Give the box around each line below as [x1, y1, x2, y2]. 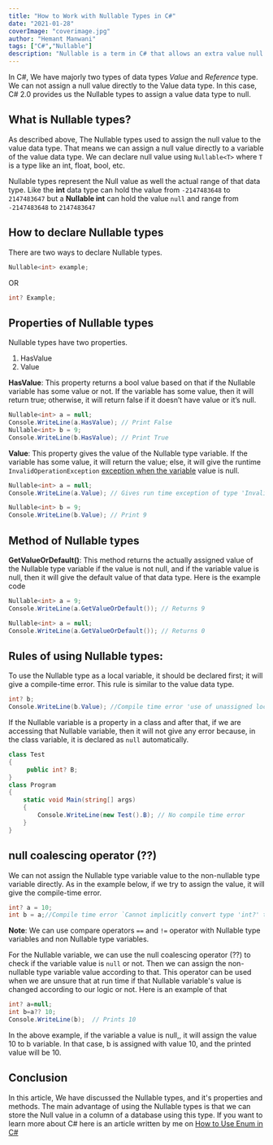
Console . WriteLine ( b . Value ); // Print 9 [8, 511, 148, 519]
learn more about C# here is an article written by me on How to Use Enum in [8, 1118, 264, 1128]
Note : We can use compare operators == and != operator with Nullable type [8, 925, 261, 936]
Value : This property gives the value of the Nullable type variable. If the [8, 448, 248, 458]
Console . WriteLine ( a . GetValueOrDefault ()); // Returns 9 [8, 604, 206, 613]
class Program [8, 780, 57, 789]
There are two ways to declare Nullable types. [8, 247, 162, 257]
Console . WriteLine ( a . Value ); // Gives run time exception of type [8, 489, 238, 497]
